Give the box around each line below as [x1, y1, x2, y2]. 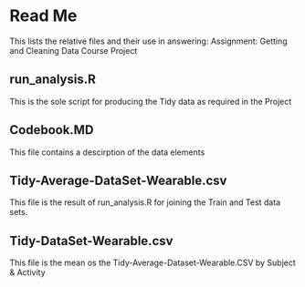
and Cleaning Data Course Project [9, 45, 138, 56]
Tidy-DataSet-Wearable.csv [9, 233, 174, 249]
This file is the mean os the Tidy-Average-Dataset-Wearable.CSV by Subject [9, 257, 297, 269]
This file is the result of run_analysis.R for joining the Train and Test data [9, 197, 281, 208]
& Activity [9, 267, 46, 278]
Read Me [9, 5, 78, 26]
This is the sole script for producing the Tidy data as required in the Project [9, 96, 292, 107]
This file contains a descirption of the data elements [9, 147, 205, 158]
